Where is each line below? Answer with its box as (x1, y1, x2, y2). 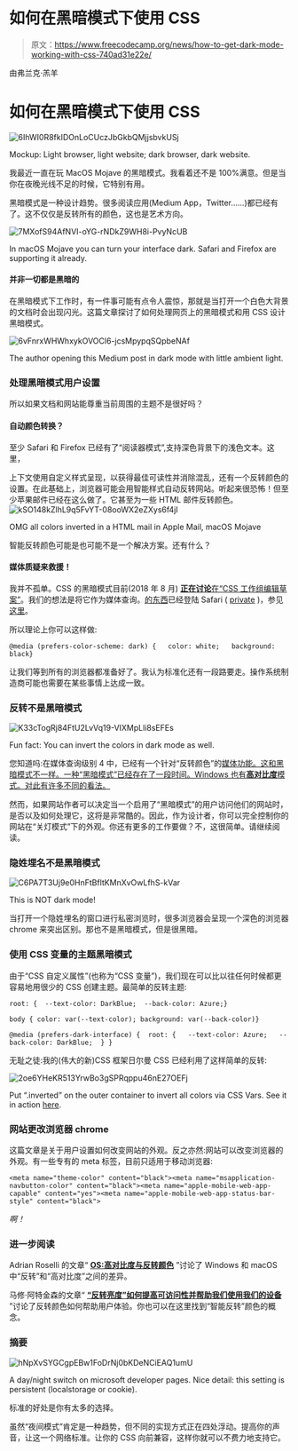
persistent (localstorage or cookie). (9, 1384, 137, 1394)
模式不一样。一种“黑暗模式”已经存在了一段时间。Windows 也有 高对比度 (16, 769, 278, 780)
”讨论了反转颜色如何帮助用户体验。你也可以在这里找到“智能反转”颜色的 (9, 1301, 269, 1312)
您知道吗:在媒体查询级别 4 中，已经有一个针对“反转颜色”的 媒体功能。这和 (9, 758, 277, 769)
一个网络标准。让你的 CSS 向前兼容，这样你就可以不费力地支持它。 (39, 1431, 286, 1443)
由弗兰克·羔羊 (9, 67, 59, 78)
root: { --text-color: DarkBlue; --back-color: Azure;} (9, 999, 228, 1008)
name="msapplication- (195, 1173, 276, 1182)
